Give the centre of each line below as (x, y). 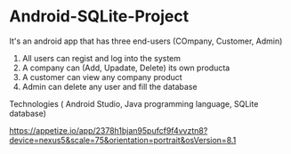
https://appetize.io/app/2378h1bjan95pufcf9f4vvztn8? (109, 130)
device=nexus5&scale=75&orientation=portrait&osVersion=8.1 (123, 140)
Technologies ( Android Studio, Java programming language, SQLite (134, 103)
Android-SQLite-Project (99, 16)
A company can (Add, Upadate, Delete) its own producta (126, 68)
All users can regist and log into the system (101, 58)
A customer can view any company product (102, 77)
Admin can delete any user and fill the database (109, 86)
